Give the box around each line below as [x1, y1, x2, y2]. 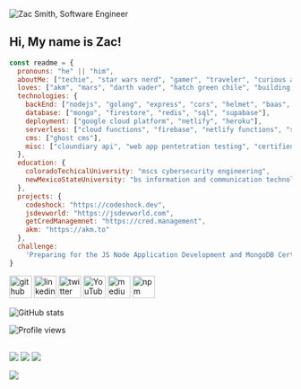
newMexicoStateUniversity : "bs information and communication [25, 175, 262, 184]
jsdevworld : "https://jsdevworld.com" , [25, 208, 175, 217]
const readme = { [9, 58, 74, 67]
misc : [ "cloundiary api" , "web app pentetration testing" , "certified [25, 142, 295, 151]
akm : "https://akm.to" [25, 225, 110, 234]
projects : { [17, 191, 63, 201]
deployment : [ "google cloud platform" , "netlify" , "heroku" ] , [25, 117, 262, 126]
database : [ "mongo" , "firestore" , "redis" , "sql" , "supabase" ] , [25, 109, 271, 118]
